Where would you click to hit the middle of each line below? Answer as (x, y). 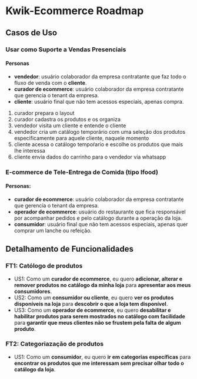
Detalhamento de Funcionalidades (69, 249)
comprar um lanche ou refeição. (53, 230)
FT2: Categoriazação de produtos (55, 344)
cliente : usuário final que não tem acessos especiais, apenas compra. (99, 101)
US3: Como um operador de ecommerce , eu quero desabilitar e (92, 310)
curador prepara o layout (44, 113)
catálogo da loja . (35, 369)
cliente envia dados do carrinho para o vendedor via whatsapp (90, 157)
